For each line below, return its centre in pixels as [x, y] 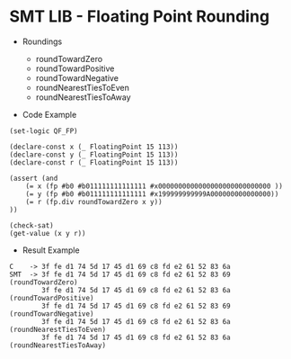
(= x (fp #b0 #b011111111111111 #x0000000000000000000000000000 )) [154, 186]
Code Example [49, 114]
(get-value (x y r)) [48, 233]
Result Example [51, 250]
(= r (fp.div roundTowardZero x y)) [94, 202]
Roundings [42, 41]
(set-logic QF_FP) [44, 131]
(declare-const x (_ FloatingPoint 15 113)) [94, 147]
